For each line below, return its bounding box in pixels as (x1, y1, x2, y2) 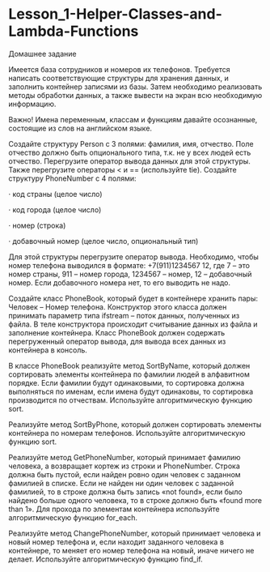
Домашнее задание (8, 49, 77, 58)
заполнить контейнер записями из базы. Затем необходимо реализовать (8, 82, 263, 92)
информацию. (8, 99, 57, 109)
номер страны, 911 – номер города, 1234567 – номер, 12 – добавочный (8, 269, 252, 279)
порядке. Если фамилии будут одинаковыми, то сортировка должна (8, 378, 245, 387)
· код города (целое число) (8, 204, 102, 215)
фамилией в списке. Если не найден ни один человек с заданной (8, 478, 234, 488)
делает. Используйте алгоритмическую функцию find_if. (8, 554, 204, 564)
